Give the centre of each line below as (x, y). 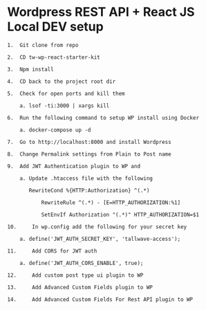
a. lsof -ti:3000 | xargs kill (65, 106)
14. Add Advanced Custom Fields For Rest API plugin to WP (100, 299)
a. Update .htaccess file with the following (86, 178)
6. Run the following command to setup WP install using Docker (103, 118)
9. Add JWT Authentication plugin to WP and (74, 166)
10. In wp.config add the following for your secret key (97, 227)
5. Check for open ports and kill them (66, 93)
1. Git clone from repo (43, 45)
